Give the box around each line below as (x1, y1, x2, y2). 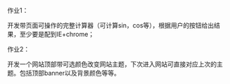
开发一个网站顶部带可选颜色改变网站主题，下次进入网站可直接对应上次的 (7, 60, 217, 68)
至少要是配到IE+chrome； (19, 30, 95, 38)
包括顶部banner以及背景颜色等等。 (19, 69, 121, 77)
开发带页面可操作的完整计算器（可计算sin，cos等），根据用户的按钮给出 (7, 21, 215, 30)
